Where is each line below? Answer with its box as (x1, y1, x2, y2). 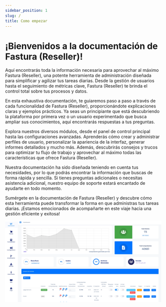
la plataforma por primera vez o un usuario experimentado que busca (5, 114, 147, 120)
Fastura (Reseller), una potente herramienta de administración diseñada (5, 72, 152, 79)
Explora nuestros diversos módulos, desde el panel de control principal (5, 129, 150, 135)
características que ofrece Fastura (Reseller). (5, 155, 98, 161)
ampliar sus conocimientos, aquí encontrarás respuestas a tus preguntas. (5, 119, 155, 125)
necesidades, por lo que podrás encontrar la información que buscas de (5, 170, 153, 176)
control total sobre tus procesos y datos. (5, 88, 88, 94)
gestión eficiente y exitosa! (5, 211, 60, 217)
